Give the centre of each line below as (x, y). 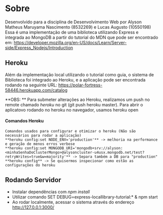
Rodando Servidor (33, 180)
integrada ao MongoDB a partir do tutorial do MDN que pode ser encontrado (81, 37)
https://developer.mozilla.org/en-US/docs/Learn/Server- (70, 42)
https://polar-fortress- (80, 85)
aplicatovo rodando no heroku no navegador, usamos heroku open (72, 110)
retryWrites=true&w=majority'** (38, 157)
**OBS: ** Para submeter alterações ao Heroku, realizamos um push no (77, 99)
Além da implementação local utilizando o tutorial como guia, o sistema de (80, 74)
